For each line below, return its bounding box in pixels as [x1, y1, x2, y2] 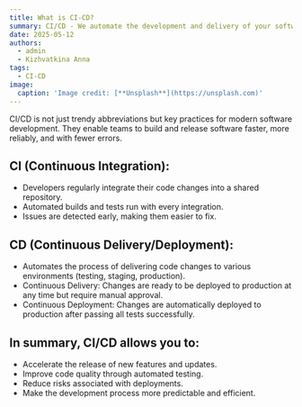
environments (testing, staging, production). [22, 271, 186, 282]
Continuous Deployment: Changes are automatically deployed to [22, 299, 262, 311]
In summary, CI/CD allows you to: [9, 335, 200, 350]
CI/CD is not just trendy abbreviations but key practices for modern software [9, 113, 293, 124]
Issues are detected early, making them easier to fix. [22, 211, 218, 222]
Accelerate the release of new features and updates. [22, 358, 218, 369]
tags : [9, 64, 30, 73]
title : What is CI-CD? [9, 13, 94, 23]
